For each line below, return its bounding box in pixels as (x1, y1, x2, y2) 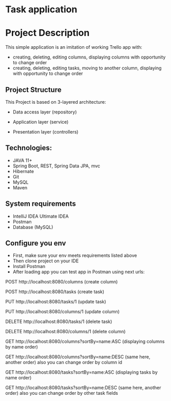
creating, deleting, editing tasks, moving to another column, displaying (12, 65, 162, 71)
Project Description (5, 27, 90, 39)
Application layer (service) (12, 119, 69, 125)
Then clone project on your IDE (12, 258, 79, 264)
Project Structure (5, 85, 62, 94)
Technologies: (5, 144, 52, 152)
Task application (5, 4, 78, 15)
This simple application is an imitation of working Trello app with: (5, 44, 143, 50)
